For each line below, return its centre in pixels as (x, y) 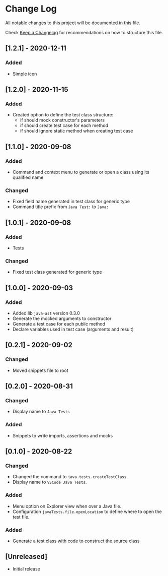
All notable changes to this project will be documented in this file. (73, 23)
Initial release (26, 569)
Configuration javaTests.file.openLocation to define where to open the (87, 511)
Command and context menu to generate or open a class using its (81, 172)
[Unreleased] (26, 557)
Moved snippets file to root (40, 370)
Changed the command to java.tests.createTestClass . (70, 477)
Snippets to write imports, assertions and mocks (63, 435)
